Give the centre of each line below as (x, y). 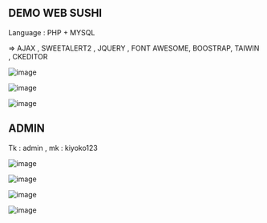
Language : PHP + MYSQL (52, 32)
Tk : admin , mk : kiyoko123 (53, 148)
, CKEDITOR (28, 56)
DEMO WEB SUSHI (55, 13)
